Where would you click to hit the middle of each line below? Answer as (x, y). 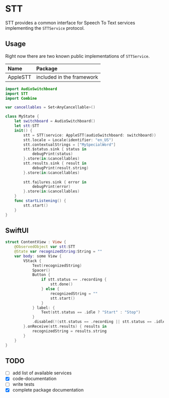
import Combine (21, 98)
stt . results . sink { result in (55, 163)
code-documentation (34, 379)
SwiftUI (17, 230)
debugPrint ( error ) (51, 187)
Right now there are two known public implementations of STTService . (77, 56)
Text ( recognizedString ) (57, 266)
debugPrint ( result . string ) (60, 168)
